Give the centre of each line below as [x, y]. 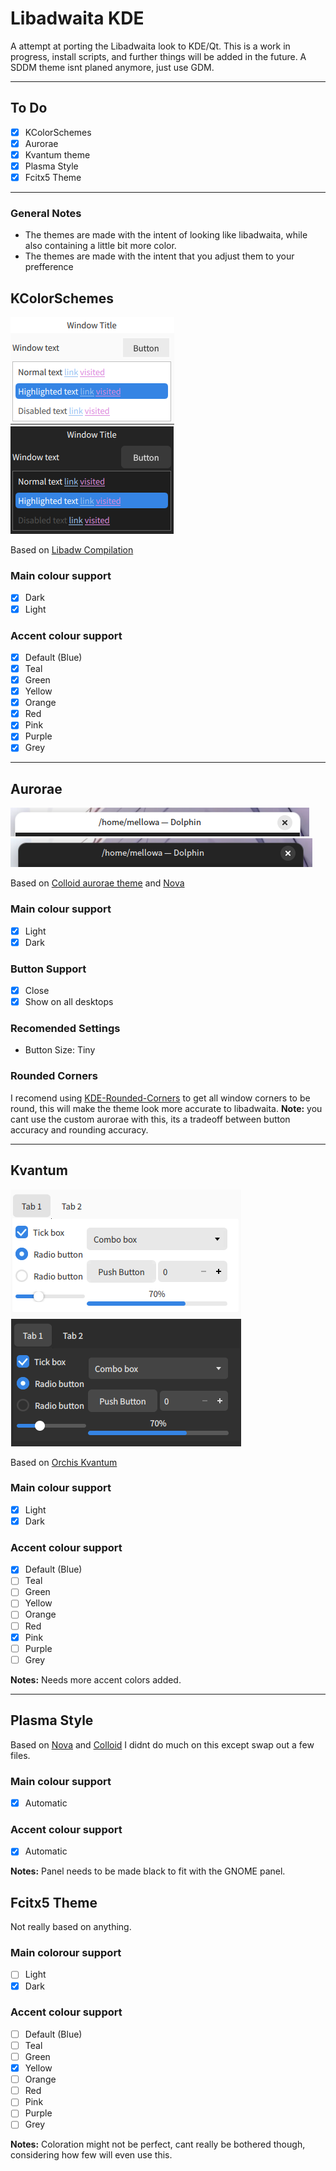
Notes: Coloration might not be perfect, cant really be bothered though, [158, 2144]
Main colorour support [66, 1953]
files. [20, 1755]
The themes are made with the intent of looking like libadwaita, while [166, 235]
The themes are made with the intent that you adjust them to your [159, 256]
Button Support [48, 969]
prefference [49, 267]
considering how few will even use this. [91, 2155]
